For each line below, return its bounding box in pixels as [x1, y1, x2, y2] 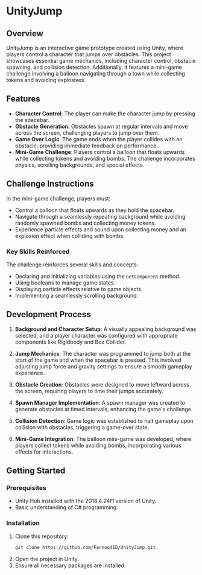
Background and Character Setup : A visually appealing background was [14, 325, 197, 333]
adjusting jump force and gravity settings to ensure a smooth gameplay [14, 362, 192, 370]
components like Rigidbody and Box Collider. [14, 338, 127, 345]
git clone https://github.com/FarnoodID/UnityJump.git [14, 544, 156, 550]
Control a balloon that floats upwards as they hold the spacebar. [14, 207, 175, 214]
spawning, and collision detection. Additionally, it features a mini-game [6, 63, 182, 71]
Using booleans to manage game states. [14, 279, 116, 286]
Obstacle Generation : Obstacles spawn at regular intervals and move [14, 123, 188, 130]
